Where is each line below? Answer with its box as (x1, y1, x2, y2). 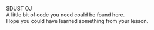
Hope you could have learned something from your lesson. (6, 18, 149, 24)
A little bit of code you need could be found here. (6, 11, 125, 18)
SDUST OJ (6, 5, 32, 12)
